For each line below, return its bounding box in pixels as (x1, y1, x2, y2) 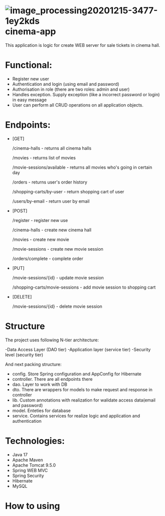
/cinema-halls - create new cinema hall (12, 227, 92, 233)
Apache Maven (12, 457, 43, 463)
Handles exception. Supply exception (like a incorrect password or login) (12, 91, 160, 97)
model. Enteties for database (12, 407, 71, 413)
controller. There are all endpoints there (12, 376, 93, 382)
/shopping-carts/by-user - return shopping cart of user (12, 188, 125, 194)
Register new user (12, 75, 49, 81)
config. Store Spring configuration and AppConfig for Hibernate (12, 370, 142, 377)
